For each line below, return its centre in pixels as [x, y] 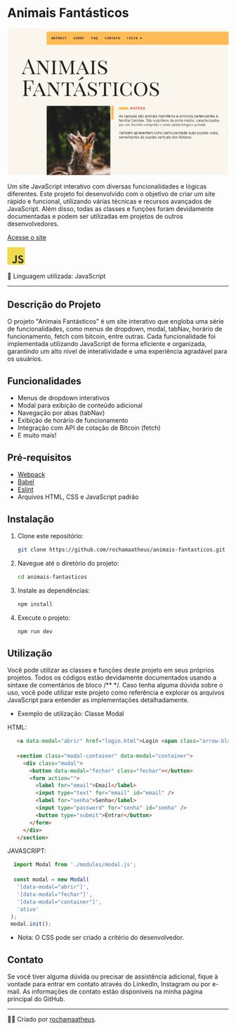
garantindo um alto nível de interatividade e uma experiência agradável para [117, 351]
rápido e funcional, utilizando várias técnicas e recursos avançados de [110, 201]
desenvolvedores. [33, 224]
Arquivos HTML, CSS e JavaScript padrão [78, 497]
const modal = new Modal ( [52, 880]
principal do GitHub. [36, 999]
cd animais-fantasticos [52, 577]
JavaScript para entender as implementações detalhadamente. [98, 700]
